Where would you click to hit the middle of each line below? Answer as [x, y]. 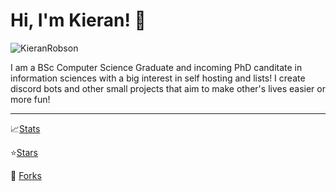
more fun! [30, 99]
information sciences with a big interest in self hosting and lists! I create [158, 78]
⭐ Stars [24, 152]
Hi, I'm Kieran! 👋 [78, 20]
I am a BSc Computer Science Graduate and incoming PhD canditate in [156, 67]
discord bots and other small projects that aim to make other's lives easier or [168, 88]
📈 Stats [25, 128]
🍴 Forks [26, 175]
